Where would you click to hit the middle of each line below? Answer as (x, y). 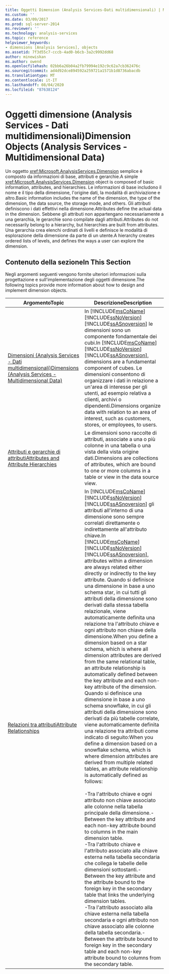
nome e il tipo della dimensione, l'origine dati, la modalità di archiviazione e (83, 193)
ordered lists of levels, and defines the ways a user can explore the (75, 241)
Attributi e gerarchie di (34, 452)
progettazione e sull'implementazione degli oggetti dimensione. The (75, 280)
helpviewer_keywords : (28, 43)
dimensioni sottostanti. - (113, 870)
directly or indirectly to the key (120, 574)
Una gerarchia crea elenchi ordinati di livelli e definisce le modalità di (76, 230)
